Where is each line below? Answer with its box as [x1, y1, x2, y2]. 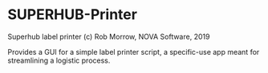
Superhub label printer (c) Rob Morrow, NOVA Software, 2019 [7, 32, 210, 41]
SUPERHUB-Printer [7, 6, 138, 24]
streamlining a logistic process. [7, 56, 111, 65]
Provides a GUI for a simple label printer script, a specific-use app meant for [7, 47, 260, 56]
